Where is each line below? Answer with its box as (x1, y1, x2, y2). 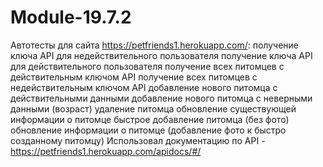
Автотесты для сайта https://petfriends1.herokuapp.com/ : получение (10, 39, 299, 51)
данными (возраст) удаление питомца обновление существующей (10, 102, 297, 115)
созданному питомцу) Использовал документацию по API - (10, 134, 266, 146)
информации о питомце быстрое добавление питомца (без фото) (10, 113, 290, 125)
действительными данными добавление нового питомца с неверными (10, 92, 313, 104)
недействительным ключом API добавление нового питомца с (10, 81, 278, 93)
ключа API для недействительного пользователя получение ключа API (10, 49, 313, 61)
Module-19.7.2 (10, 6, 132, 29)
